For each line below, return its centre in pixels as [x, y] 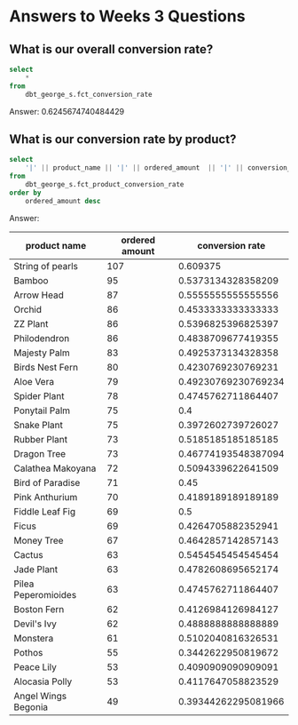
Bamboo [31, 280]
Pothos [28, 652]
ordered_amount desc [63, 201]
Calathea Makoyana [55, 468]
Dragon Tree [40, 453]
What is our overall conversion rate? [111, 49]
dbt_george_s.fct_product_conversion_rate [105, 184]
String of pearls [46, 266]
